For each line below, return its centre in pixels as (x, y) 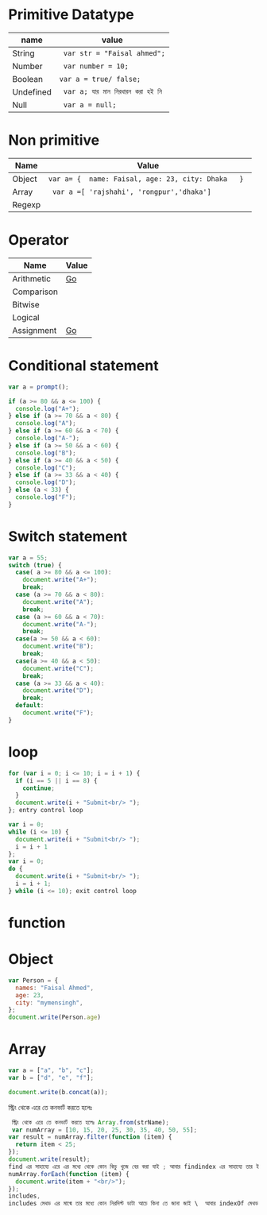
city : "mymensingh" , (49, 1003)
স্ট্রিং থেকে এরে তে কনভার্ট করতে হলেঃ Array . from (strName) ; (90, 1122)
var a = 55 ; (28, 558)
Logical (26, 317)
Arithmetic (32, 278)
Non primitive (54, 140)
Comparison (35, 292)
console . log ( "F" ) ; (46, 497)
